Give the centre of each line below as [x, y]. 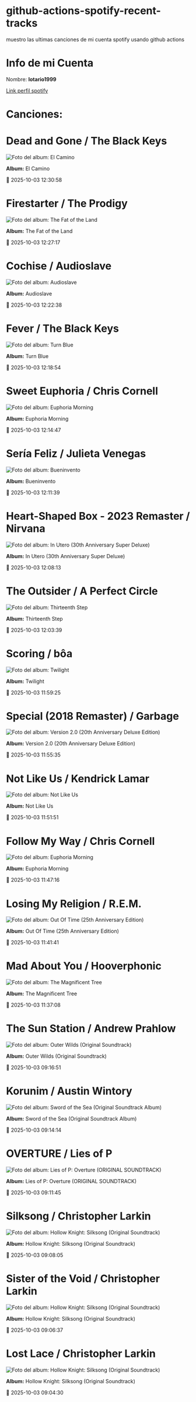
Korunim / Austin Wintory [69, 1091]
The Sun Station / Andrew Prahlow [91, 1029]
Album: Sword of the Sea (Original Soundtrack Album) [71, 1119]
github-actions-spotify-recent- [84, 11]
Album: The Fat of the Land [39, 231]
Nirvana [26, 528]
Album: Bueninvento [31, 481]
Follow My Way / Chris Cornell [80, 841]
